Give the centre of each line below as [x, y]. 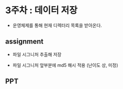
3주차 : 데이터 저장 [41, 10]
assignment [25, 42]
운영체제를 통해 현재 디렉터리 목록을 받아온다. [57, 25]
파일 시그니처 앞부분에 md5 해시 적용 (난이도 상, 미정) [65, 65]
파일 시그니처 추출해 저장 [37, 54]
